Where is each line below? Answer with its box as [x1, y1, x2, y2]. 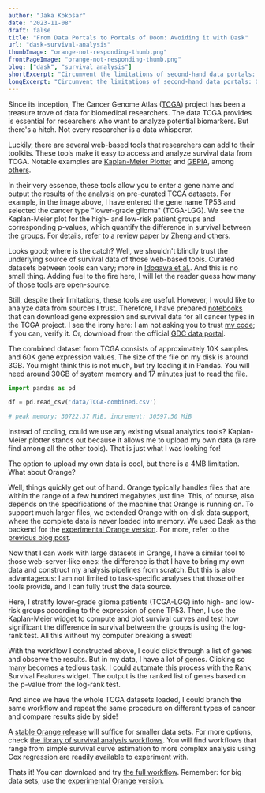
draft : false [8, 26, 51, 34]
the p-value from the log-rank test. [8, 680, 121, 690]
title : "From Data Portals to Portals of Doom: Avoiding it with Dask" [8, 33, 248, 42]
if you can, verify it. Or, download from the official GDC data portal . [8, 329, 226, 338]
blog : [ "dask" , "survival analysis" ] [8, 63, 132, 71]
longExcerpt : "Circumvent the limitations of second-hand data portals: [8, 77, 252, 85]
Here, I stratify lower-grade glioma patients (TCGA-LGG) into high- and [8, 597, 238, 607]
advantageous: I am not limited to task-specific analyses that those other [8, 573, 245, 583]
